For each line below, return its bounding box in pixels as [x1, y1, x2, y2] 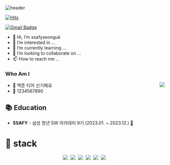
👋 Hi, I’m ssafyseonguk [12, 34, 61, 40]
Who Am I [5, 70, 30, 77]
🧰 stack [5, 138, 37, 149]
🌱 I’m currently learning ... [12, 45, 67, 50]
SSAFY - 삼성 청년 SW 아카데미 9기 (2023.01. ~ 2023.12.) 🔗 [12, 120, 134, 126]
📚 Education [5, 103, 47, 112]
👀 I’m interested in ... [12, 39, 56, 45]
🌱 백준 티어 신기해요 [12, 82, 52, 88]
